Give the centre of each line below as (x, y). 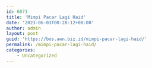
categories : (21, 50)
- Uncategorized (37, 56)
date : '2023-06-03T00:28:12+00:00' (50, 22)
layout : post (22, 34)
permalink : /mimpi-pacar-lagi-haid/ (51, 45)
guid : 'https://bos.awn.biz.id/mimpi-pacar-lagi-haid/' (77, 39)
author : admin (24, 28)
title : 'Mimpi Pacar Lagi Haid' (46, 17)
